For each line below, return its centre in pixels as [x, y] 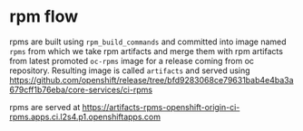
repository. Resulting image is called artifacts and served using [130, 70]
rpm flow [44, 17]
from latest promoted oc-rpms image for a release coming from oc [132, 61]
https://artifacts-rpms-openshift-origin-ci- [161, 107]
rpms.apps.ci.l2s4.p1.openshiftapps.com [85, 117]
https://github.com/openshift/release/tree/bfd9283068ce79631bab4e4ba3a [151, 80]
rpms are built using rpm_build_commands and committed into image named [148, 42]
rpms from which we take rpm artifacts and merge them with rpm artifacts [147, 51]
